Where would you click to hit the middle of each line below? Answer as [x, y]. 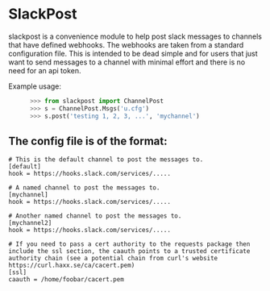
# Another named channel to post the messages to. [95, 216]
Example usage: [35, 86]
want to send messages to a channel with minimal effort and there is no [127, 62]
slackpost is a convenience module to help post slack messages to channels [135, 36]
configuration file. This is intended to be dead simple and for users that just [133, 53]
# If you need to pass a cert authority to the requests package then [129, 244]
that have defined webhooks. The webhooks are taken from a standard [126, 44]
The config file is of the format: [88, 141]
